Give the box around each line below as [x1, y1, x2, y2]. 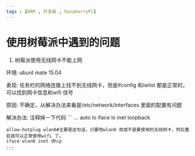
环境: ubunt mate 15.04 [6, 69, 62, 76]
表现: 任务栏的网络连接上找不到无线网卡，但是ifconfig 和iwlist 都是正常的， [6, 81, 188, 88]
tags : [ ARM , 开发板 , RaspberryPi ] [6, 8, 96, 15]
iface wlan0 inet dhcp [6, 138, 62, 144]
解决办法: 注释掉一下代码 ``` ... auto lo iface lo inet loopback [6, 114, 151, 121]
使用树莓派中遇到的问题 [6, 36, 121, 49]
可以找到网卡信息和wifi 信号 [6, 89, 74, 96]
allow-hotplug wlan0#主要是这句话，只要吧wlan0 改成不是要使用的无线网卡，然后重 [6, 127, 190, 132]
